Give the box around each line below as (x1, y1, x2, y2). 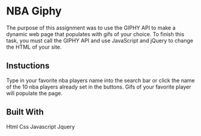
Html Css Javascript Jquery (6, 123, 75, 130)
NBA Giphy (6, 4, 62, 18)
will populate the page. (6, 89, 63, 97)
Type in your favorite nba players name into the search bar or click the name (6, 76, 195, 84)
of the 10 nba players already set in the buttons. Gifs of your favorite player (6, 83, 191, 90)
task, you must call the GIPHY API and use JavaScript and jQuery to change (6, 37, 194, 44)
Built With (6, 107, 44, 117)
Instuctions (6, 61, 50, 71)
